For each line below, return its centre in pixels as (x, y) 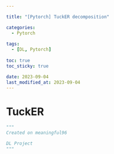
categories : (21, 27)
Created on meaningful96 (37, 133)
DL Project (19, 144)
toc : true (18, 60)
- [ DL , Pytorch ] (31, 50)
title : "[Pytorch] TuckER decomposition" (58, 17)
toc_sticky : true (27, 66)
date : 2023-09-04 (27, 77)
